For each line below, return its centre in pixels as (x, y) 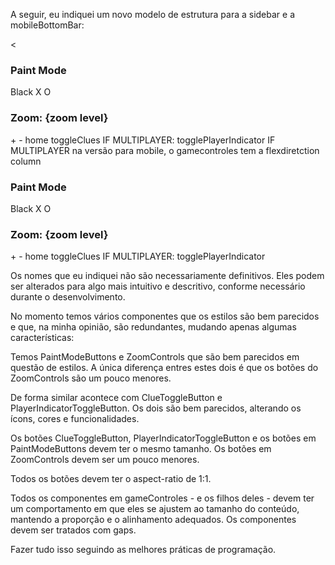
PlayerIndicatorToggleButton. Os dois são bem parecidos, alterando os (156, 408)
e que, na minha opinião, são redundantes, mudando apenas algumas (153, 327)
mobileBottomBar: (47, 25)
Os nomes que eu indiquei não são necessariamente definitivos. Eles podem (167, 276)
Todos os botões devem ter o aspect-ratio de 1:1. (111, 479)
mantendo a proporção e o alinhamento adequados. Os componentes (153, 520)
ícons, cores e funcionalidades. (75, 419)
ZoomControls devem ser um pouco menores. (105, 460)
